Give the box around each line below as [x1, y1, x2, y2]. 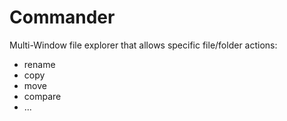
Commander [9, 6, 116, 29]
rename [23, 58, 56, 70]
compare [23, 90, 62, 102]
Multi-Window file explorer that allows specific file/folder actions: [9, 39, 278, 51]
